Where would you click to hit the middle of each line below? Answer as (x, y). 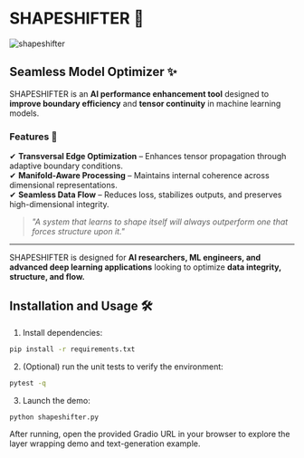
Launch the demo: (56, 400)
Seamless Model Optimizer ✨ (93, 72)
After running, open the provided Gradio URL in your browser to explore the (150, 434)
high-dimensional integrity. (60, 205)
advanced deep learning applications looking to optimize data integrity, (146, 267)
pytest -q (28, 383)
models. (24, 113)
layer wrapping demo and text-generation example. (105, 444)
